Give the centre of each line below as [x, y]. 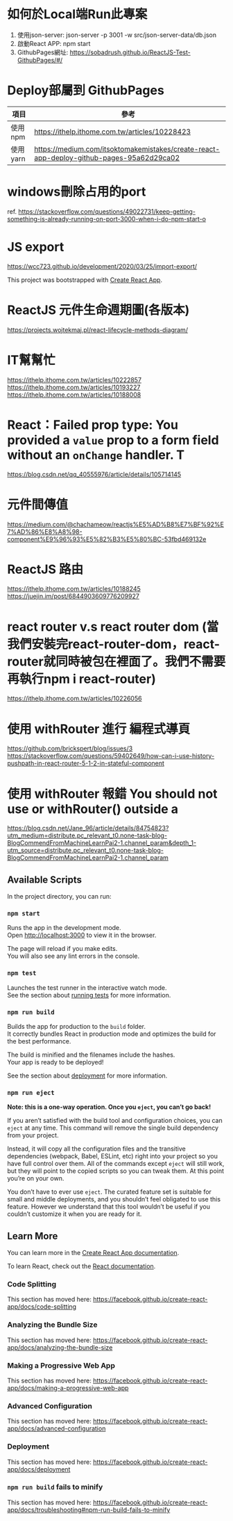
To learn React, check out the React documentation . [81, 1266]
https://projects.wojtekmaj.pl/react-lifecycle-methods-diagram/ [98, 330]
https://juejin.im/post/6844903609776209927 [74, 597]
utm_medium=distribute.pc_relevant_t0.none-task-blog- [87, 835]
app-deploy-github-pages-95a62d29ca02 [107, 157]
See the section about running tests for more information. [89, 995]
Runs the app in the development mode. [64, 928]
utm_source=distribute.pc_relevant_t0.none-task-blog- [86, 851]
